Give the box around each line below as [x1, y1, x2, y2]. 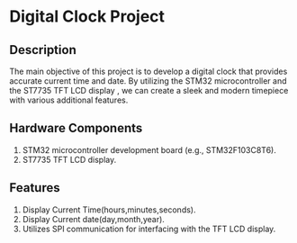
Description [9, 42, 76, 58]
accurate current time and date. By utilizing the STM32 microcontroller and [9, 76, 287, 86]
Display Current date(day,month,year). [22, 213, 165, 224]
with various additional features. [9, 94, 129, 105]
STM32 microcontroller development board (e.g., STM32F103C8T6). [22, 144, 276, 155]
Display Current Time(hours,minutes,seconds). [22, 204, 196, 215]
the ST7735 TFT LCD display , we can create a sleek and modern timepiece [9, 85, 289, 95]
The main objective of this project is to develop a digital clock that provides [9, 66, 288, 76]
